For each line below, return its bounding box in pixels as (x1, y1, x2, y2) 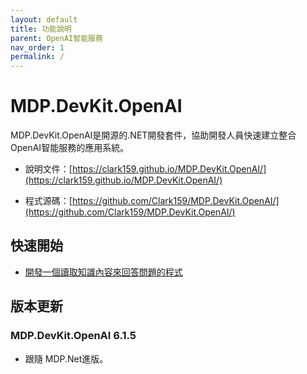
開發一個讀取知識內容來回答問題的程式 (24, 266, 183, 278)
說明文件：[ (24, 163, 73, 175)
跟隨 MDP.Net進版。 (24, 352, 109, 365)
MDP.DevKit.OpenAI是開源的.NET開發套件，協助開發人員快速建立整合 (10, 129, 297, 141)
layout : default (10, 14, 78, 25)
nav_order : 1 (10, 42, 65, 53)
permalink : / (10, 52, 65, 62)
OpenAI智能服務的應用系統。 (10, 142, 130, 154)
